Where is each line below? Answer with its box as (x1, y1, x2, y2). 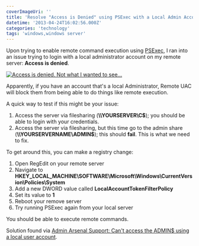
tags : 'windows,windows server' (6, 31, 86, 37)
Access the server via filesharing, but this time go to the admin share (14, 124, 183, 132)
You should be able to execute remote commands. (6, 216, 129, 223)
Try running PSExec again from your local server (14, 204, 133, 211)
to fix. (14, 137, 29, 144)
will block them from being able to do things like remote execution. (6, 89, 169, 96)
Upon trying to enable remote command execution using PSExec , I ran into (6, 47, 188, 54)
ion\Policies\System (14, 179, 66, 186)
